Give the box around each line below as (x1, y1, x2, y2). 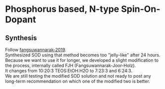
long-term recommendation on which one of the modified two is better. (5, 78, 150, 84)
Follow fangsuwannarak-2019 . (5, 47, 67, 52)
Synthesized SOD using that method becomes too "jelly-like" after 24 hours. (5, 52, 161, 58)
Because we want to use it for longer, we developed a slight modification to (5, 57, 159, 63)
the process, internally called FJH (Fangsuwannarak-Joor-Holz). (5, 63, 136, 68)
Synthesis (5, 34, 37, 42)
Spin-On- (121, 3, 161, 15)
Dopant (5, 14, 36, 25)
